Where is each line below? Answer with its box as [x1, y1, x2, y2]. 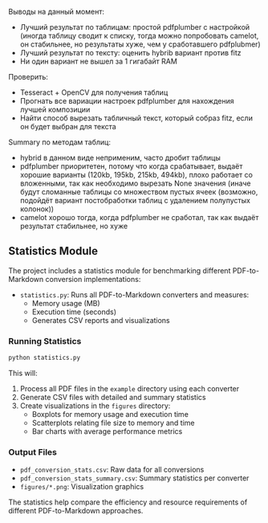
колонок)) [19, 204, 55, 214]
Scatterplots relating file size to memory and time [31, 418, 195, 427]
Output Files [8, 446, 58, 457]
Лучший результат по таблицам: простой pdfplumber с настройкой [19, 22, 250, 31]
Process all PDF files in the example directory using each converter [19, 383, 240, 393]
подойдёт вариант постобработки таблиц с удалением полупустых [19, 196, 251, 205]
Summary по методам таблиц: [8, 137, 111, 147]
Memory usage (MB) [31, 298, 100, 308]
